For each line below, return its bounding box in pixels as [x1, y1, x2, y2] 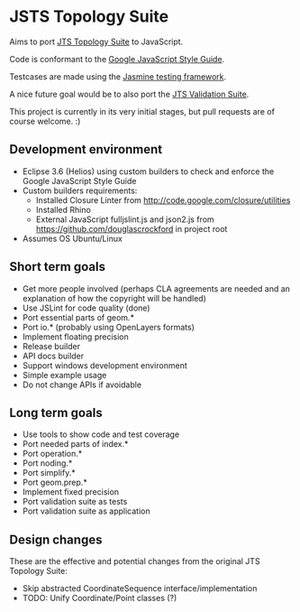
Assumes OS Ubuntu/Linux [22, 233, 123, 244]
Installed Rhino [35, 204, 92, 215]
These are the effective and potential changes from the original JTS [9, 556, 260, 567]
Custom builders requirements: [22, 185, 138, 196]
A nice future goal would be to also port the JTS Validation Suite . [9, 88, 250, 99]
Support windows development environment [22, 359, 187, 371]
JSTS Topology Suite [9, 6, 169, 27]
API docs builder [22, 350, 85, 361]
